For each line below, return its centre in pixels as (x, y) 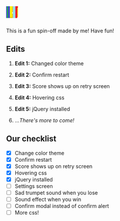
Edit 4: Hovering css (39, 98)
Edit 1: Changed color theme (49, 63)
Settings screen (34, 186)
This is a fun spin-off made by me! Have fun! (60, 31)
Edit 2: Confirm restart (42, 75)
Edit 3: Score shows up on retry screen (62, 86)
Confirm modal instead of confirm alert (62, 206)
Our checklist (31, 139)
